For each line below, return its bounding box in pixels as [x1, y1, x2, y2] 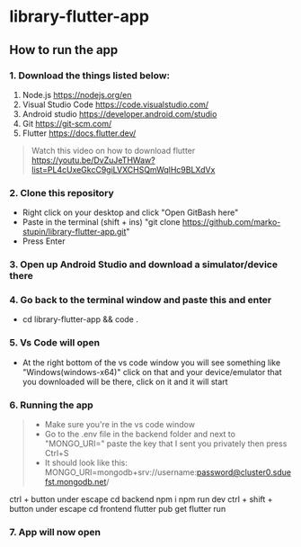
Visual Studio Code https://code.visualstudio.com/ [22, 99, 209, 110]
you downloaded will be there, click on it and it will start [22, 376, 228, 387]
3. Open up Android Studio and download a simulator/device [9, 258, 279, 271]
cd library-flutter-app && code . [22, 314, 139, 325]
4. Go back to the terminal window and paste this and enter [9, 294, 272, 307]
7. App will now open [9, 525, 102, 538]
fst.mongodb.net [44, 476, 107, 487]
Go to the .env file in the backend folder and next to [44, 428, 236, 439]
